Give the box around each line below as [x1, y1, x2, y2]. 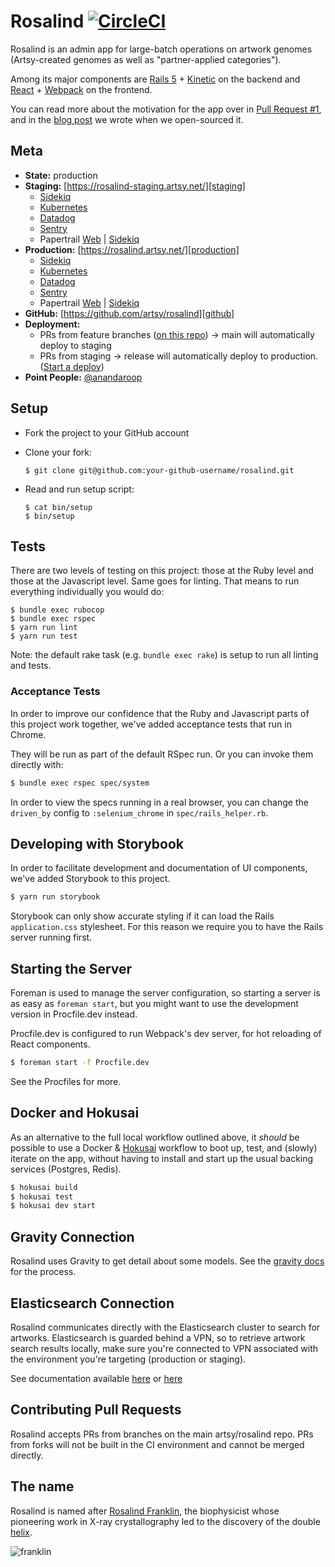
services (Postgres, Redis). [10, 1163, 122, 1175]
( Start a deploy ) [39, 360, 105, 372]
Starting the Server [10, 960, 133, 977]
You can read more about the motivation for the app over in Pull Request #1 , [10, 103, 322, 115]
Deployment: [24, 318, 81, 330]
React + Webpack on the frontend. [10, 83, 153, 95]
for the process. [10, 1266, 77, 1278]
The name [10, 1478, 75, 1495]
